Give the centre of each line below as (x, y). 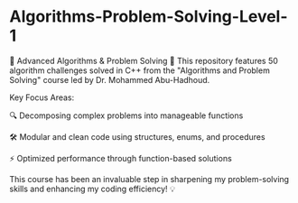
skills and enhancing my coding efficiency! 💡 (93, 189)
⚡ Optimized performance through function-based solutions (121, 158)
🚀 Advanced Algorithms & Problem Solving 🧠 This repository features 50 (144, 60)
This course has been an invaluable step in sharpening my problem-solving (149, 179)
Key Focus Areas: (42, 97)
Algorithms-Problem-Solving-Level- (149, 17)
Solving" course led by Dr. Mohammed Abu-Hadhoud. (110, 79)
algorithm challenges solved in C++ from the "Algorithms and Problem (140, 70)
